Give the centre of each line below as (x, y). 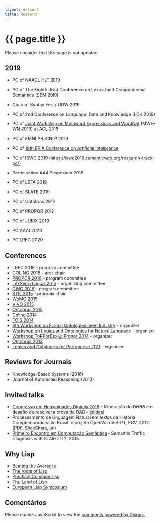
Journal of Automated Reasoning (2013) (53, 379)
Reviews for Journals (38, 362)
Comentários (26, 502)
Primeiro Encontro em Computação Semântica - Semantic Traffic (79, 433)
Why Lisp (20, 454)
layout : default (22, 10)
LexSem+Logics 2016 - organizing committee (59, 284)
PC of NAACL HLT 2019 (36, 80)
